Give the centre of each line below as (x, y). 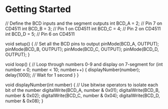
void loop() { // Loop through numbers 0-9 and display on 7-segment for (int (84, 64)
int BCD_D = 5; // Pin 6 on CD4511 (40, 34)
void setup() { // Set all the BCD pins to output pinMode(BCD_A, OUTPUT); (82, 43)
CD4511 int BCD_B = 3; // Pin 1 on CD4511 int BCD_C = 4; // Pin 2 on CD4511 (83, 28)
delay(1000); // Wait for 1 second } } (42, 75)
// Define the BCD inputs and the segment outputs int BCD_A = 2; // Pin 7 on (84, 23)
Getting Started (38, 9)
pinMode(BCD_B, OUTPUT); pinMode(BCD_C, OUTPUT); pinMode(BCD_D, (82, 49)
